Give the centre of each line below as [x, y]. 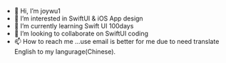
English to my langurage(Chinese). [65, 52]
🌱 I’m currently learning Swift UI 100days [74, 26]
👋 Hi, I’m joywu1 [37, 11]
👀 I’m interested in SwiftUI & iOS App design [79, 18]
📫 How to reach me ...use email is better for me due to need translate [117, 41]
